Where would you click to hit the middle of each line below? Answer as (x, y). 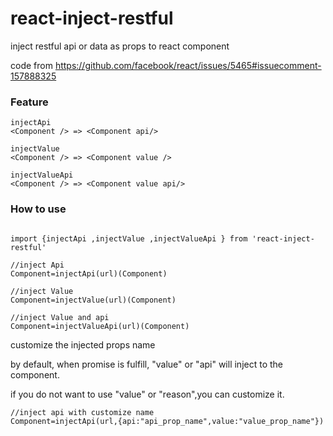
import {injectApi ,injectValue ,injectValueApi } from (129, 238)
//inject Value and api (60, 317)
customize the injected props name (83, 344)
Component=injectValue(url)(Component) (93, 300)
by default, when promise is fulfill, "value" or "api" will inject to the (147, 364)
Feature (29, 102)
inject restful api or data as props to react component (120, 46)
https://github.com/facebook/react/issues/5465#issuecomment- (188, 65)
